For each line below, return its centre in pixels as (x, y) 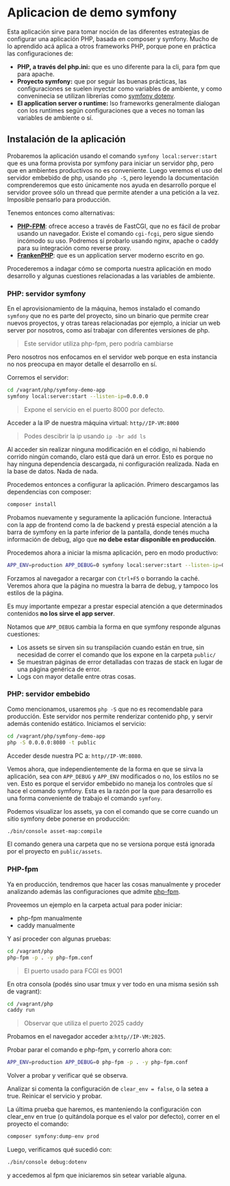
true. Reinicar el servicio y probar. (55, 1096)
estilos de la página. (35, 593)
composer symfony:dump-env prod (53, 1137)
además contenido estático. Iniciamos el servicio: (77, 723)
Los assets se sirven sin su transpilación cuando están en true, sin (111, 647)
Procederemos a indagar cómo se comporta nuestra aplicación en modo (109, 268)
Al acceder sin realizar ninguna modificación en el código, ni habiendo (106, 449)
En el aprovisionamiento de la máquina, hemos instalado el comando (104, 308)
